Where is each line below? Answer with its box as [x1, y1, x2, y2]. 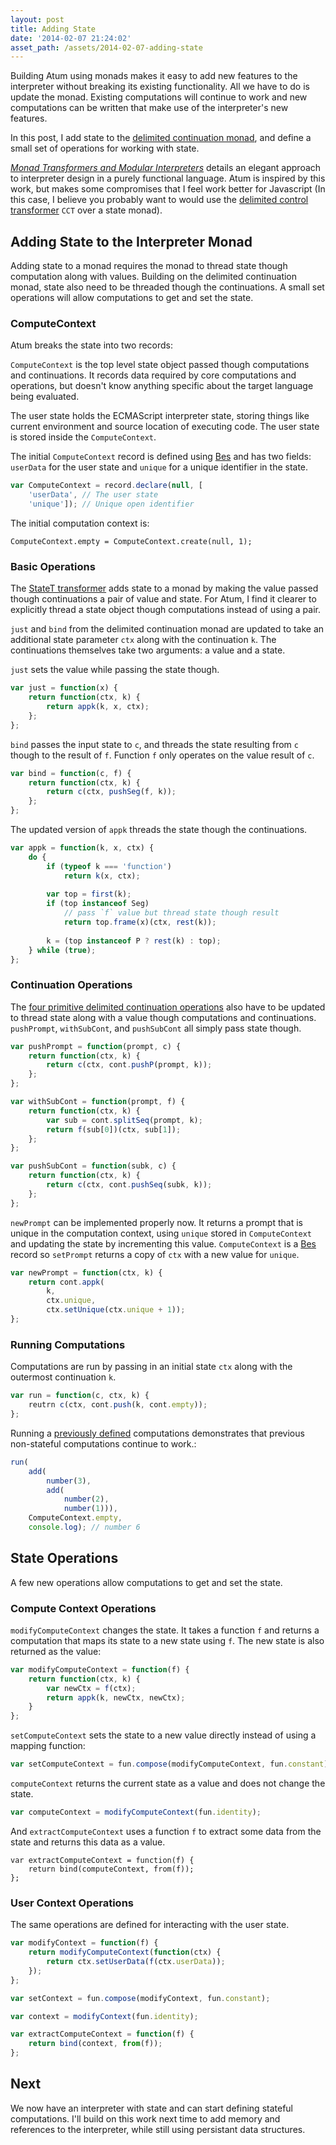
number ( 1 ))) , [63, 1504, 118, 1514]
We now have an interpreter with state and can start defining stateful [10, 2102, 293, 2114]
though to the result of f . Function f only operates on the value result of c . [10, 749, 315, 761]
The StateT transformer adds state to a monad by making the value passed [10, 582, 319, 595]
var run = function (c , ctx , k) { [10, 1391, 150, 1401]
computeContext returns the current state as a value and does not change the [10, 1777, 326, 1790]
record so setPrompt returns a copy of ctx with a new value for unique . [10, 1248, 300, 1260]
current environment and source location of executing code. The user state [10, 421, 320, 433]
